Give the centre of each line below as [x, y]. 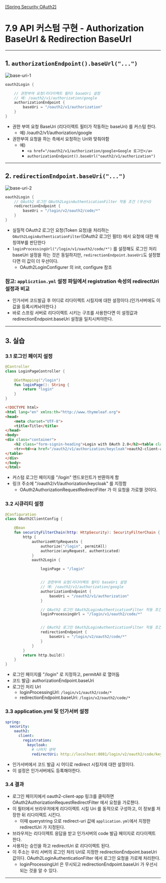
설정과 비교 [18, 289]
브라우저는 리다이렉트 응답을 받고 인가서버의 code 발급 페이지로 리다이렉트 [84, 833]
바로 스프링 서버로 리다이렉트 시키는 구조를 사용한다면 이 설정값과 [75, 313]
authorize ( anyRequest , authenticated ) [80, 551]
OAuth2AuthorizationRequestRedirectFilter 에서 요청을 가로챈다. [76, 802]
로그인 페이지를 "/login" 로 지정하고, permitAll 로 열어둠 [66, 675]
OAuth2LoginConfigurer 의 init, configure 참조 [66, 267]
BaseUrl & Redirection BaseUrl [68, 39]
